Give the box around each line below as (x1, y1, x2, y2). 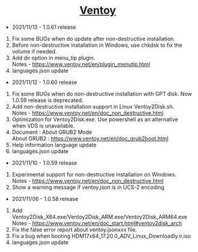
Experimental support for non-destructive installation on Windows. (11, 170, 177, 178)
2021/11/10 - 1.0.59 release (11, 159, 77, 166)
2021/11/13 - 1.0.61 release (11, 23, 76, 31)
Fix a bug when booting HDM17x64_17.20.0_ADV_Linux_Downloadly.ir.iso (11, 232, 191, 239)
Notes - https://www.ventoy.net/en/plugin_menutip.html (11, 61, 150, 68)
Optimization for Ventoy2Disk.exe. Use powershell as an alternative (11, 115, 178, 123)
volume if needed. (11, 47, 57, 55)
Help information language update (11, 141, 97, 148)
